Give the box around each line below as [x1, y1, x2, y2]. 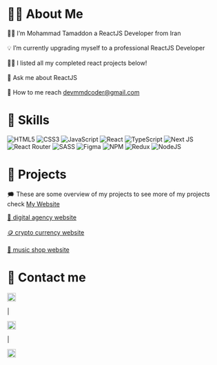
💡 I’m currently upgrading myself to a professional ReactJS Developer [7, 43, 205, 52]
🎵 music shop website [7, 245, 70, 254]
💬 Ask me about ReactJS [7, 73, 78, 81]
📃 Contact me [7, 270, 86, 285]
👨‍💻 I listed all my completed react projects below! [7, 59, 147, 67]
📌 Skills [7, 112, 50, 128]
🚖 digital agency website [7, 213, 77, 221]
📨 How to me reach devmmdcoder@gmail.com [7, 88, 140, 96]
